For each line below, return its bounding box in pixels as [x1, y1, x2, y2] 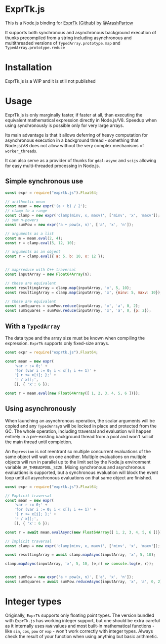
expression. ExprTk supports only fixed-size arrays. [5, 340, 110, 346]
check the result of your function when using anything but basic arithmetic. [5, 633, 158, 639]
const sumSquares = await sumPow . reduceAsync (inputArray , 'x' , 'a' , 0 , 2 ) [5, 579, 163, 584]
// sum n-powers [5, 218, 39, 223]
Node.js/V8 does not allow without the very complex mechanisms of [5, 142, 144, 148]
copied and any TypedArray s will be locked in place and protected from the [5, 423, 157, 429]
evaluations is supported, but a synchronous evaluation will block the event [5, 469, 158, 475]
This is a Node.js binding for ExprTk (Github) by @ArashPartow [5, 20, 133, 26]
